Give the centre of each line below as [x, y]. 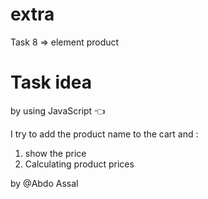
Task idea [51, 82]
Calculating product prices [79, 164]
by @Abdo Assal [44, 183]
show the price [55, 153]
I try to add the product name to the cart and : [104, 134]
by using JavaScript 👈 [58, 110]
